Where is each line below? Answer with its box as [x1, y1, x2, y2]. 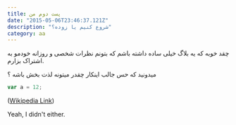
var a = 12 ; [7, 84, 42, 91]
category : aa [7, 29, 46, 37]
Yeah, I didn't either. [7, 110, 66, 119]
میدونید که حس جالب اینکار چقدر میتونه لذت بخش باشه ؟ [7, 70, 156, 79]
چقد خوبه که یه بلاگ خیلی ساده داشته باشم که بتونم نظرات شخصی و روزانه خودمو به [7, 49, 230, 58]
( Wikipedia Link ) [7, 96, 55, 105]
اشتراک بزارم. [7, 57, 44, 65]
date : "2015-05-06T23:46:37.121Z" [7, 17, 109, 24]
